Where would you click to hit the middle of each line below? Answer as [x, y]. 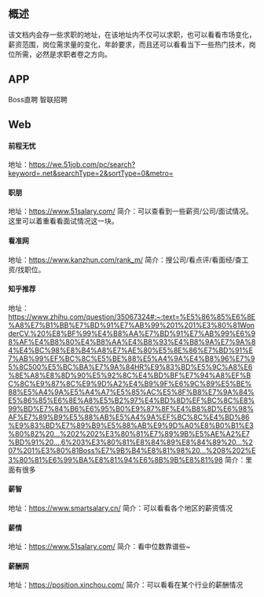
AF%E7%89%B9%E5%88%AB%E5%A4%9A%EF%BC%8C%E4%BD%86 [129, 417]
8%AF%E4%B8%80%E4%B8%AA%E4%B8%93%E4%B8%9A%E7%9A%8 [132, 341]
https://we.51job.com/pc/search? [82, 164]
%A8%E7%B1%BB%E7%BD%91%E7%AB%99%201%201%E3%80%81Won [132, 325]
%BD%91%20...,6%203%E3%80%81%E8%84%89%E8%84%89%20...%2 [131, 442]
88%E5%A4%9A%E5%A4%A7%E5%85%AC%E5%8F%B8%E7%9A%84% [131, 392]
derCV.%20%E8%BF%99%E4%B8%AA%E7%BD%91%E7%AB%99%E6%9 [132, 334]
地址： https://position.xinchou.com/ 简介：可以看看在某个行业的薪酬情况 [126, 585]
